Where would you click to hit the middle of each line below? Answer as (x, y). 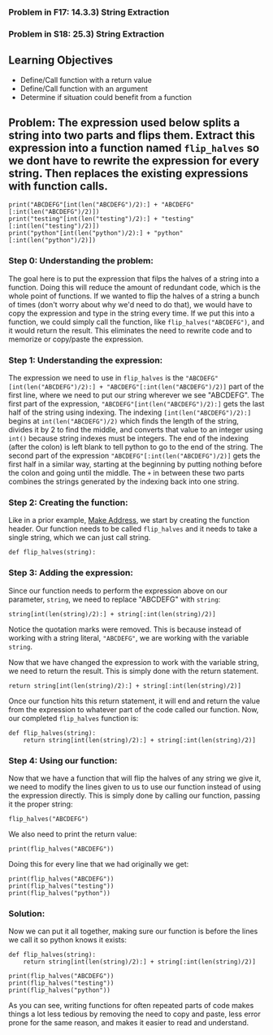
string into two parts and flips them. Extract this (132, 135)
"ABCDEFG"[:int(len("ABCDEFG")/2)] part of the (185, 387)
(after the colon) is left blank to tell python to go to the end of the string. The (136, 447)
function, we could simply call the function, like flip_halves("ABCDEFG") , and (136, 322)
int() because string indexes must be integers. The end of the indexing (129, 438)
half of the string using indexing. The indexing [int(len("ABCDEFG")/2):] (130, 412)
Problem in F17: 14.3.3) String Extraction (89, 12)
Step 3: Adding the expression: (71, 573)
